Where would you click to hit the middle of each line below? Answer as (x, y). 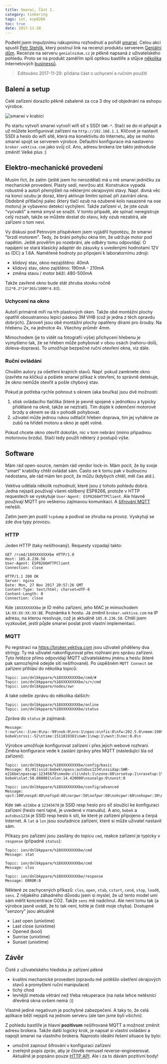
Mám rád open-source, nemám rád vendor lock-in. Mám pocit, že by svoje (81, 465)
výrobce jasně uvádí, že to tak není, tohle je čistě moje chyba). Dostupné (80, 906)
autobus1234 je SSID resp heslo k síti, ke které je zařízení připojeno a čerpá (81, 815)
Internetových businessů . (31, 64)
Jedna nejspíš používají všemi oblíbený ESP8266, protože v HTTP (73, 491)
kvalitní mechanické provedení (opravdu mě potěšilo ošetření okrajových (87, 979)
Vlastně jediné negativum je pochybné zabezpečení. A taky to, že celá (77, 1010)
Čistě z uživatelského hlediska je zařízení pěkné (54, 969)
